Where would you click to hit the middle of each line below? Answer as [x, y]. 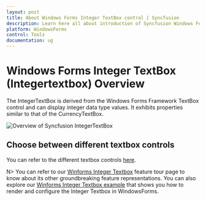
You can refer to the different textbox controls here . [71, 159]
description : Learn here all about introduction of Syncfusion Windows [100, 23]
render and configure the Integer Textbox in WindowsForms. [83, 191]
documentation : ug [30, 40]
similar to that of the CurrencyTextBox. [55, 113]
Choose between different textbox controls [90, 145]
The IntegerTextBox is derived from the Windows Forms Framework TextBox [103, 100]
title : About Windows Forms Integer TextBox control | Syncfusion [93, 18]
